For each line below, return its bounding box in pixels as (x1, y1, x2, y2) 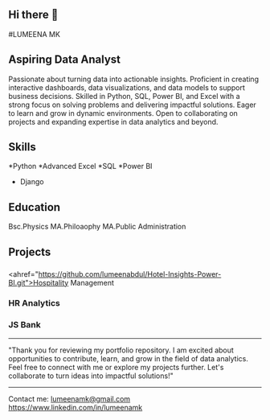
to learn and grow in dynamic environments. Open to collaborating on (8, 108, 239, 117)
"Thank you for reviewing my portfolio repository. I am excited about (8, 345, 235, 355)
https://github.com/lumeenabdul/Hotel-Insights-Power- (38, 269, 222, 278)
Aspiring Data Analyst (8, 53, 121, 67)
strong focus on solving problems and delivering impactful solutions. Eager (8, 100, 257, 109)
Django (19, 177, 44, 187)
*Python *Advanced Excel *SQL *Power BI (8, 162, 153, 171)
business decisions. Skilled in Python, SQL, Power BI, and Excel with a (8, 91, 240, 101)
